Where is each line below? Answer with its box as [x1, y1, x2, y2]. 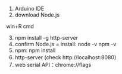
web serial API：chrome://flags [14, 62, 92, 68]
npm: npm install [14, 47, 56, 54]
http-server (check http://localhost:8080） [14, 54, 120, 61]
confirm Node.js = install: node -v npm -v [14, 41, 117, 47]
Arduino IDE [14, 5, 45, 12]
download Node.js [14, 11, 60, 18]
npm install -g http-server [14, 34, 79, 41]
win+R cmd [6, 23, 35, 30]
